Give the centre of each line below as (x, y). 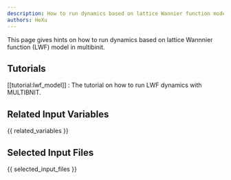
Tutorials (26, 69)
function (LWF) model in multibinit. (56, 47)
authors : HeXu (27, 20)
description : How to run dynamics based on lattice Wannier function (109, 13)
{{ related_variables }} (38, 131)
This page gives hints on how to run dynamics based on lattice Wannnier (110, 39)
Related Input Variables (58, 114)
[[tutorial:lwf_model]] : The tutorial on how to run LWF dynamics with (104, 85)
